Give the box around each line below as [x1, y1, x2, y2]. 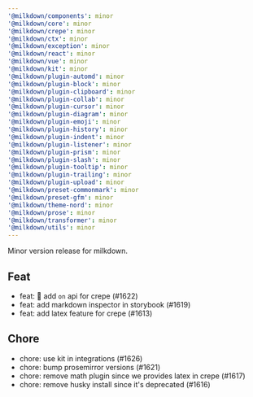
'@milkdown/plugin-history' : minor [7, 125, 129, 133]
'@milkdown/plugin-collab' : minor [7, 95, 125, 103]
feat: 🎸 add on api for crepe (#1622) [19, 290, 139, 301]
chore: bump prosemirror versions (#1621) [19, 362, 161, 372]
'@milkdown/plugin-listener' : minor [7, 140, 132, 149]
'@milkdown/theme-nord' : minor [7, 201, 114, 209]
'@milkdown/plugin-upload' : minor [7, 178, 125, 187]
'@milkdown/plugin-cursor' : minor [7, 103, 125, 111]
